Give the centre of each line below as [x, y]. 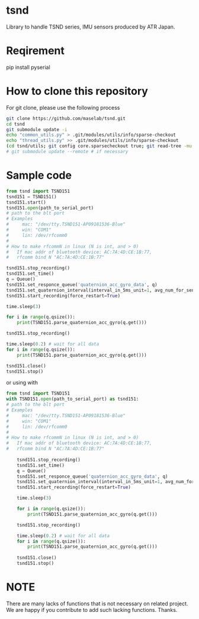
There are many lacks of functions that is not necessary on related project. [97, 604]
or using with [22, 383]
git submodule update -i [37, 129]
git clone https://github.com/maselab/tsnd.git [66, 118]
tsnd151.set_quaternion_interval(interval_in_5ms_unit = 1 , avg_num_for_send [102, 290]
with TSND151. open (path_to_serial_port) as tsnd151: [73, 399]
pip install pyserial [28, 67]
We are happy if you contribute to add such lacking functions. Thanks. [92, 610]
